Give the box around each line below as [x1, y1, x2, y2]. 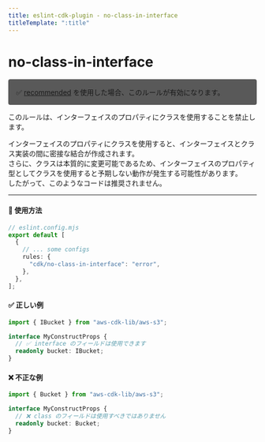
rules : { [22, 253, 51, 261]
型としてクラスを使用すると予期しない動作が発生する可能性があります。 [8, 169, 242, 178]
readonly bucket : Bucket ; [15, 419, 101, 427]
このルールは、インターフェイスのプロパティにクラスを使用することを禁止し [8, 112, 256, 122]
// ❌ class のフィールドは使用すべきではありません [15, 412, 166, 421]
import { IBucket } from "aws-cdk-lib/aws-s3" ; [8, 318, 168, 326]
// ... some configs [22, 245, 90, 253]
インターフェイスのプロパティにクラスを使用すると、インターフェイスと [8, 139, 241, 148]
